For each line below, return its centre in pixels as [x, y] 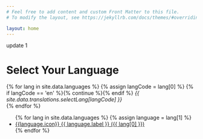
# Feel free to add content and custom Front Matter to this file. [93, 12]
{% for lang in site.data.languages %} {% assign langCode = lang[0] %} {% [100, 87]
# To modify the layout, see [43, 18]
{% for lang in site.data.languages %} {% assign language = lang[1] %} [103, 118]
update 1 [17, 45]
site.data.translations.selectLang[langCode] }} [64, 100]
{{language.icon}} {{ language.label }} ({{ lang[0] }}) [80, 124]
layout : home [23, 28]
